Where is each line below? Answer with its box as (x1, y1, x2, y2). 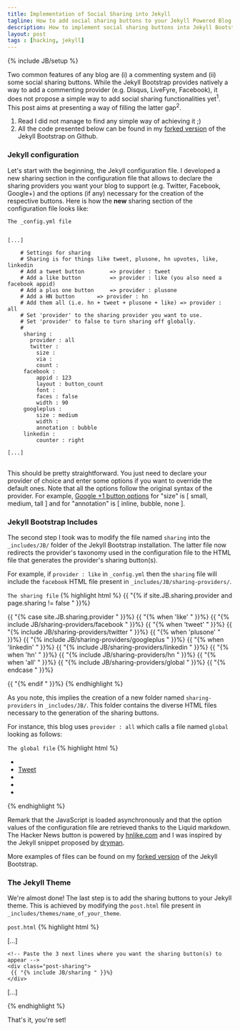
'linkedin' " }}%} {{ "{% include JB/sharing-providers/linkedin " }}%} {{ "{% (7, 643, 229, 652)
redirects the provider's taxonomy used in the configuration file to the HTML (7, 548, 231, 557)
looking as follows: (7, 730, 63, 739)
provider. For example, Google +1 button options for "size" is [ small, (7, 491, 209, 500)
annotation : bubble (36, 424, 98, 431)
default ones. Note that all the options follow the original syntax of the (7, 483, 213, 493)
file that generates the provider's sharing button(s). (7, 556, 159, 565)
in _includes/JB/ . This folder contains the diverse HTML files (38, 701, 217, 710)
